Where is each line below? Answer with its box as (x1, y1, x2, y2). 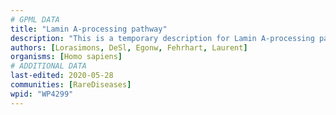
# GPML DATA (10, 14, 60, 25)
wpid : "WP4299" (10, 89, 74, 99)
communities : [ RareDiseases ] (10, 80, 132, 90)
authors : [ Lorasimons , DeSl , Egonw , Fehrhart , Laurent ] (10, 42, 248, 53)
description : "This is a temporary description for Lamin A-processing (10, 33, 315, 43)
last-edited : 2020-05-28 (10, 71, 114, 81)
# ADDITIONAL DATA (10, 61, 87, 71)
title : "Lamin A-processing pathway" (10, 24, 168, 34)
